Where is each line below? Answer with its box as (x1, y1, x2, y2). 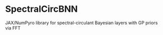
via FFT (5, 25, 21, 31)
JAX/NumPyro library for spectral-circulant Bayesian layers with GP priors (5, 20, 158, 26)
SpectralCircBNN (5, 3, 78, 15)
